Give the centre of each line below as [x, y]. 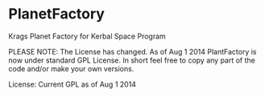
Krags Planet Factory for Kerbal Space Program [87, 36]
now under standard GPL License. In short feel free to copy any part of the [132, 60]
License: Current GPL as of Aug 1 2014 [72, 84]
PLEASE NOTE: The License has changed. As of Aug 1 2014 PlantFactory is [132, 51]
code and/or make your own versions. [71, 68]
